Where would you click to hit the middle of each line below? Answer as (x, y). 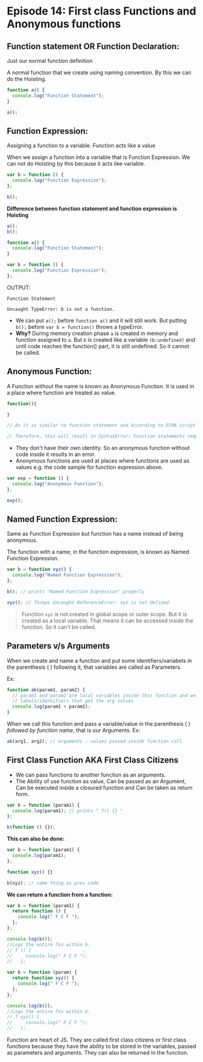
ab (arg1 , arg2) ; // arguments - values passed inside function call (95, 741)
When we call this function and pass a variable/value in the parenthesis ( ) (98, 724)
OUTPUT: (19, 287)
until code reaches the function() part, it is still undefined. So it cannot (102, 346)
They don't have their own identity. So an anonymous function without (103, 448)
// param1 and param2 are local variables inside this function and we (104, 696)
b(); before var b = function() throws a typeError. (80, 327)
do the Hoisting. (27, 79)
